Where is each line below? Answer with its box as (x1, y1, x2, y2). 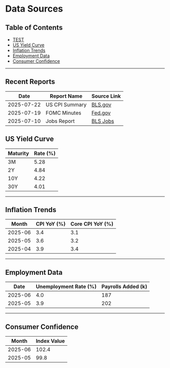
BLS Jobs (91, 117, 114, 125)
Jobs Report (45, 117, 75, 125)
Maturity (8, 150, 29, 157)
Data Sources (5, 3, 63, 15)
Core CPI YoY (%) (70, 221, 114, 228)
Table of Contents (5, 23, 63, 32)
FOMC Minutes (45, 109, 81, 116)
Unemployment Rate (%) (35, 283, 97, 290)
